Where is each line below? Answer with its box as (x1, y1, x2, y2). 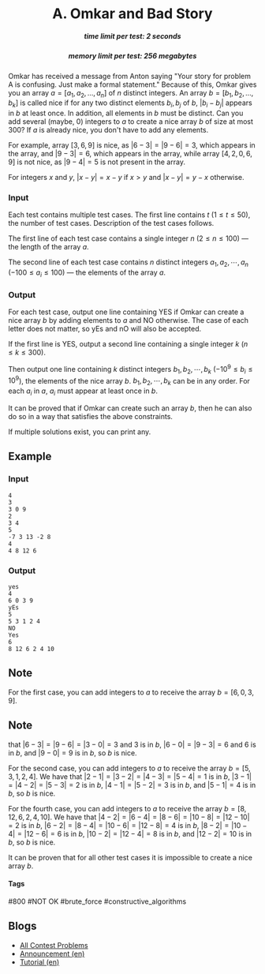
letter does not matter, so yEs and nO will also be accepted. (8, 324, 202, 334)
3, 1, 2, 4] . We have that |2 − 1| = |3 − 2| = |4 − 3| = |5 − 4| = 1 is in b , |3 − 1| (8, 771, 252, 781)
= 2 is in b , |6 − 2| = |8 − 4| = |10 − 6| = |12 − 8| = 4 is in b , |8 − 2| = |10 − (8, 820, 248, 830)
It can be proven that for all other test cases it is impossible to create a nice (8, 852, 252, 862)
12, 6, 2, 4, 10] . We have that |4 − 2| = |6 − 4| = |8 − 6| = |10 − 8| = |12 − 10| (8, 812, 250, 822)
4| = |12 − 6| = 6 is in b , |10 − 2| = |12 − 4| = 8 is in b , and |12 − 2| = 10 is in (8, 829, 252, 838)
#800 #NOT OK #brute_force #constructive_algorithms (8, 897, 187, 906)
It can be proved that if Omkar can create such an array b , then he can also (8, 403, 252, 413)
